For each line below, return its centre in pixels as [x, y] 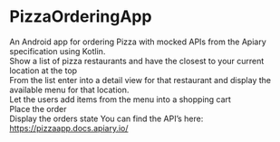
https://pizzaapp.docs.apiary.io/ [69, 128]
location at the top [43, 71]
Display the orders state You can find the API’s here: [106, 118]
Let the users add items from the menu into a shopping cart [120, 99]
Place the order [38, 109]
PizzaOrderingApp [81, 17]
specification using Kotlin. [58, 51]
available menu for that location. [69, 90]
